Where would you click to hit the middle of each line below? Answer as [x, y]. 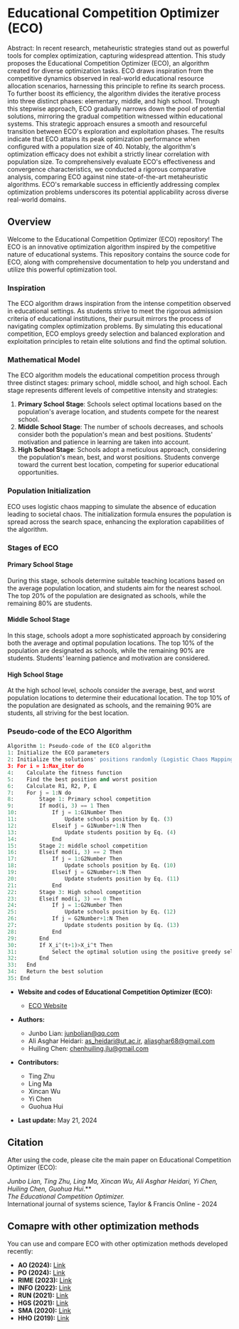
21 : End [34, 886]
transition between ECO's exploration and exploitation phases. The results [116, 131]
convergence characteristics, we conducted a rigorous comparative [107, 169]
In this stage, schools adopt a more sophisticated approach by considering [117, 635]
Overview [30, 222]
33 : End [22, 965]
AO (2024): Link [42, 1265]
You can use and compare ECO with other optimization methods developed [118, 1243]
